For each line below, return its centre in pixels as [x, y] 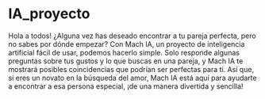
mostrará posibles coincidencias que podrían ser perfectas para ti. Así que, [131, 69]
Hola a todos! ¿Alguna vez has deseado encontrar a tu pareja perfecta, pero [132, 36]
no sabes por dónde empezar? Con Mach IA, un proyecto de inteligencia [127, 44]
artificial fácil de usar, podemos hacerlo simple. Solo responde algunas [124, 52]
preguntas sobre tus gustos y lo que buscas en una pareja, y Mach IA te [126, 61]
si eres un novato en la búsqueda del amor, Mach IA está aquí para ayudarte [132, 78]
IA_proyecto [49, 14]
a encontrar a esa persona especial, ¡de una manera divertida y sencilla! [126, 86]
